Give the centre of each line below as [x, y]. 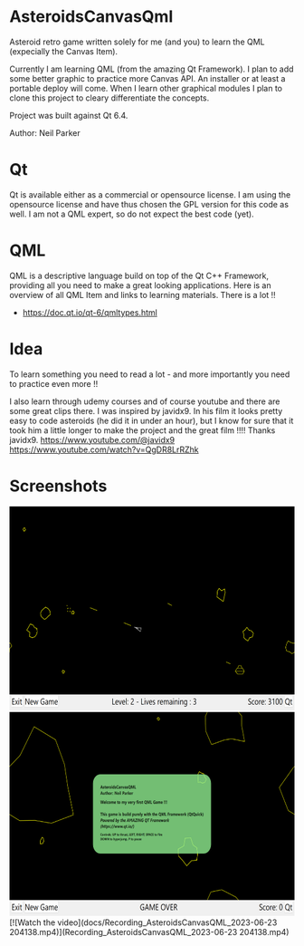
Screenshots [58, 486]
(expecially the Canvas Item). [64, 51]
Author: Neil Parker [45, 132]
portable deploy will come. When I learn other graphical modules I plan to [146, 88]
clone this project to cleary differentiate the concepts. [109, 98]
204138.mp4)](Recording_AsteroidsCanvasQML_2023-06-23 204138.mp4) [149, 932]
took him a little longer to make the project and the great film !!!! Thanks [142, 430]
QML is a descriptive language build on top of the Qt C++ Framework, [139, 275]
